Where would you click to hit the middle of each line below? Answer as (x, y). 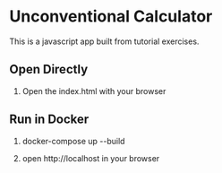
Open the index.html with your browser (94, 91)
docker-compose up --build (73, 141)
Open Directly (49, 69)
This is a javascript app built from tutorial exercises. (104, 41)
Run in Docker (49, 120)
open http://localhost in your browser (91, 158)
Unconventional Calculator (111, 17)
